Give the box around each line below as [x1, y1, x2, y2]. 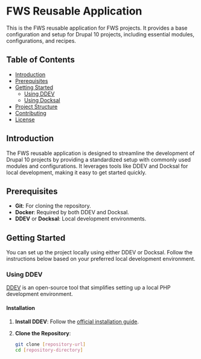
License [14, 116, 35, 123]
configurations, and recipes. [6, 37, 77, 44]
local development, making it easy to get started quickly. [6, 168, 147, 176]
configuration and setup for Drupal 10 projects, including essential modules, [6, 30, 195, 38]
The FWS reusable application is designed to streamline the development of [6, 150, 195, 157]
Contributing [14, 109, 46, 116]
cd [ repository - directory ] [14, 347, 83, 353]
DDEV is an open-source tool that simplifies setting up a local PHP [6, 284, 171, 291]
